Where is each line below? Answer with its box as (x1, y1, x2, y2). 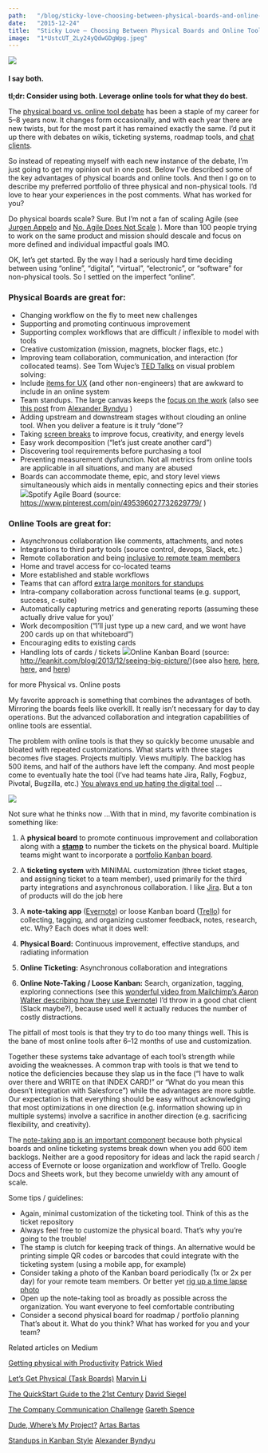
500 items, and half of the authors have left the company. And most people (8, 762, 255, 772)
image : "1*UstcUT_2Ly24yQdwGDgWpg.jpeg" (8, 34, 148, 42)
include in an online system (19, 387, 110, 396)
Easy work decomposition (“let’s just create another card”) (19, 437, 212, 447)
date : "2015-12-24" (8, 19, 81, 27)
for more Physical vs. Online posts (8, 680, 121, 689)
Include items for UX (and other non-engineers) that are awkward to (19, 378, 244, 387)
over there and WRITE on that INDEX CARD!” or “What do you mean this (8, 1078, 245, 1087)
